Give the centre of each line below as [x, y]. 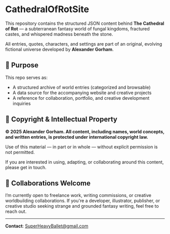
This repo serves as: [27, 77]
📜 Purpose [22, 65]
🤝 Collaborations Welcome [48, 183]
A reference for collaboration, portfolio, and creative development [81, 98]
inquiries [22, 103]
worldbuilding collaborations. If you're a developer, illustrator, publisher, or [83, 201]
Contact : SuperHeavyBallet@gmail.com [47, 226]
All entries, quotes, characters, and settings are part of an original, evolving [84, 44]
